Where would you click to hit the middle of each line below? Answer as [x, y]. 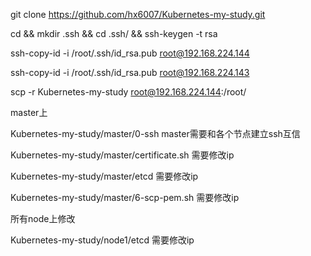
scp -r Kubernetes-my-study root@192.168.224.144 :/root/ [128, 92]
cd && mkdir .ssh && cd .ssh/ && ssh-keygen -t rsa [114, 33]
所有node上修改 [43, 218]
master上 [29, 112]
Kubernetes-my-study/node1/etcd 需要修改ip [102, 240]
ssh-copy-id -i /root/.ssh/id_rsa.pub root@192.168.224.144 [130, 53]
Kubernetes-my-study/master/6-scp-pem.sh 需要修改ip [125, 197]
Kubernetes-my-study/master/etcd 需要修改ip [104, 176]
